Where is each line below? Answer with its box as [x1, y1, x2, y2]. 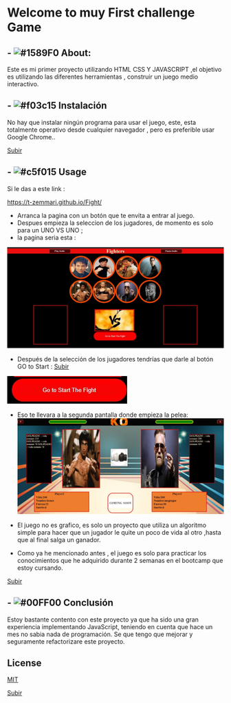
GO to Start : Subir [16, 362, 69, 370]
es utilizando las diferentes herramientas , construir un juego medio [7, 72, 198, 81]
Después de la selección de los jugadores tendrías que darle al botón [16, 355, 214, 363]
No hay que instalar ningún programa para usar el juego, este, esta [7, 118, 197, 126]
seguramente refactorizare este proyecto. [7, 637, 125, 646]
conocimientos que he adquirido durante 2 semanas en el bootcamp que [16, 556, 223, 564]
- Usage [7, 166, 87, 178]
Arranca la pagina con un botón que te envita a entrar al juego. [16, 211, 195, 219]
